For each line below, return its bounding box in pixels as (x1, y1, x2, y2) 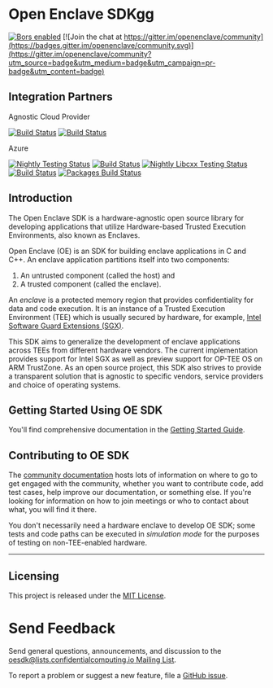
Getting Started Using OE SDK (8, 403, 163, 417)
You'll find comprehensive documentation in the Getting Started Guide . (8, 425, 245, 435)
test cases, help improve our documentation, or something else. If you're (8, 488, 252, 497)
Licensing (8, 569, 59, 583)
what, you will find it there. (8, 505, 97, 515)
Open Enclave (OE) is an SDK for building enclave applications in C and (8, 246, 246, 256)
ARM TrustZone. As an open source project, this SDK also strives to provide (8, 362, 262, 372)
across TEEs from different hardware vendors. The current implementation (8, 345, 258, 355)
